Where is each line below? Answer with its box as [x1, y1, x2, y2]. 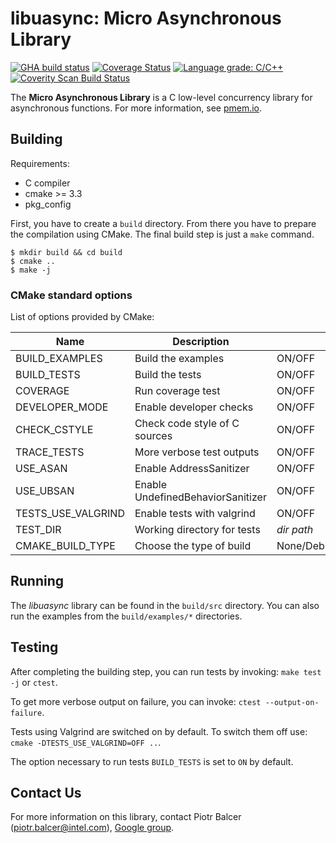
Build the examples [134, 352, 225, 366]
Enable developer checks [134, 400, 254, 414]
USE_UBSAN [15, 484, 75, 498]
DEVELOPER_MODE [15, 400, 109, 414]
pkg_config [24, 198, 72, 210]
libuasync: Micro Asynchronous [10, 7, 282, 30]
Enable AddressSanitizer [134, 462, 250, 476]
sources [134, 429, 173, 443]
